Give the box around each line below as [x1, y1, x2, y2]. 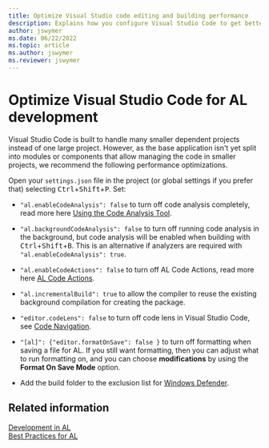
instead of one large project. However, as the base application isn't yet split [8, 143, 257, 152]
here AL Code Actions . [19, 273, 94, 283]
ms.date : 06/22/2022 [8, 34, 78, 42]
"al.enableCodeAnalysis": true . [19, 249, 126, 259]
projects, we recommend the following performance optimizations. [8, 159, 228, 169]
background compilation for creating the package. [19, 297, 186, 307]
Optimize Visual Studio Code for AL [8, 91, 248, 109]
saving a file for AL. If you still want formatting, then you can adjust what [19, 345, 259, 355]
